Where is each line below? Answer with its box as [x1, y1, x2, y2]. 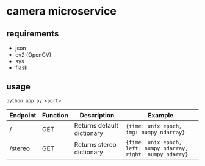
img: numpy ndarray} [125, 129, 185, 136]
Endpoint [9, 111, 37, 119]
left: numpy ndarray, [125, 145, 189, 151]
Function [41, 111, 68, 119]
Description [79, 111, 115, 119]
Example [148, 111, 174, 119]
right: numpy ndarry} [125, 151, 189, 157]
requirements [6, 29, 59, 39]
